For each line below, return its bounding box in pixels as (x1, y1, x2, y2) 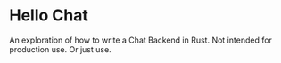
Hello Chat (9, 5, 89, 26)
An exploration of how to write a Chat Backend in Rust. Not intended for (9, 35, 272, 45)
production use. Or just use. (9, 43, 112, 54)
